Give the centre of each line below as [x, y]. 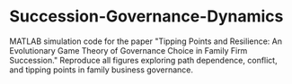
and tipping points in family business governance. [102, 70]
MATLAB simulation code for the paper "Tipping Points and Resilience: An [146, 41]
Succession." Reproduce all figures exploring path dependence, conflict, [143, 60]
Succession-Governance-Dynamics [146, 17]
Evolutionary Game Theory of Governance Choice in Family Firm [128, 50]
